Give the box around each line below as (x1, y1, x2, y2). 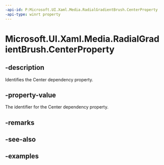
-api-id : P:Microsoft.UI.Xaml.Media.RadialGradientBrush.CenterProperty (5, 7, 158, 12)
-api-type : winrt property (5, 12, 61, 17)
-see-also (5, 135, 36, 144)
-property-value (5, 91, 56, 99)
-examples (5, 152, 39, 161)
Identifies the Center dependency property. (5, 76, 93, 82)
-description (5, 63, 44, 72)
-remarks (5, 118, 35, 127)
